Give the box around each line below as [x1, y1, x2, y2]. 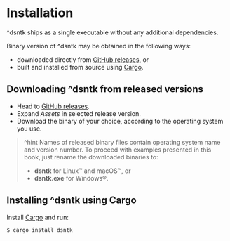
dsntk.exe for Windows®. [34, 174, 109, 182]
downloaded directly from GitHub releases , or [16, 55, 149, 64]
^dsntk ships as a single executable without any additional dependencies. [6, 28, 219, 37]
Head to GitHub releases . [16, 102, 90, 110]
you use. [16, 124, 42, 133]
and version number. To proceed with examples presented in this [23, 145, 212, 154]
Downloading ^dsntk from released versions [6, 83, 204, 96]
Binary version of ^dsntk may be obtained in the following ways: [6, 41, 191, 50]
